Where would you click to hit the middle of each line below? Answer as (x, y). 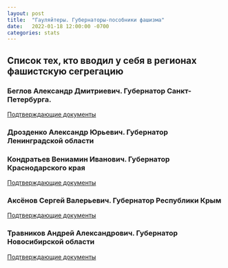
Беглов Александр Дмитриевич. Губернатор (86, 91)
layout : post (26, 13)
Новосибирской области (51, 242)
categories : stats (33, 33)
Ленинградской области (51, 140)
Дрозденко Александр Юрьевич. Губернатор (88, 132)
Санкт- (179, 91)
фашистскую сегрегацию (65, 71)
